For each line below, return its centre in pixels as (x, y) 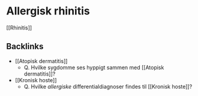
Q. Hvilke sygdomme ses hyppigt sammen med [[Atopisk (94, 67)
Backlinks (25, 46)
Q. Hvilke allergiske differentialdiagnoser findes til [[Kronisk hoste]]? (108, 86)
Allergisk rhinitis (48, 11)
